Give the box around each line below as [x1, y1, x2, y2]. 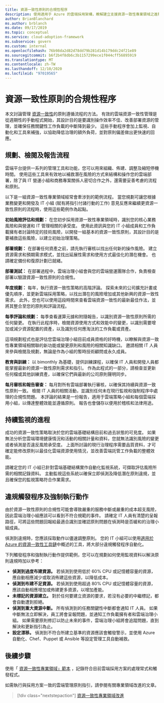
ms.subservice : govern [5, 39, 51, 44]
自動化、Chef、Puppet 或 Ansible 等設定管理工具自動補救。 [12, 636, 132, 642]
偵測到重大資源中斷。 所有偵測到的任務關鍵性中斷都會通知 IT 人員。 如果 [12, 605, 158, 611]
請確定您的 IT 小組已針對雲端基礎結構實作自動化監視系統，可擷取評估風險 [5, 465, 153, 470]
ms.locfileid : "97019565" [5, 71, 58, 76]
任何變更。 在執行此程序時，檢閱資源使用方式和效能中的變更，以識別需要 [5, 319, 152, 325]
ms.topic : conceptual [5, 30, 49, 35]
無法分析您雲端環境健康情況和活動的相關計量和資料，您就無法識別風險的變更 [5, 436, 159, 442]
